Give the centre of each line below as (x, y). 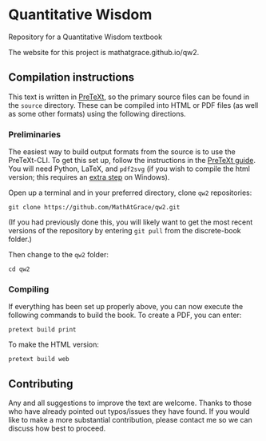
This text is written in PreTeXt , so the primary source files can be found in (129, 97)
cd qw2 (19, 269)
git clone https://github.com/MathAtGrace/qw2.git (94, 208)
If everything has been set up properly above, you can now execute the (126, 307)
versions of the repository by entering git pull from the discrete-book (125, 231)
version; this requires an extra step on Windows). (89, 177)
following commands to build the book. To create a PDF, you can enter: (125, 315)
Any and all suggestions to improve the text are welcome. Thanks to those (130, 403)
